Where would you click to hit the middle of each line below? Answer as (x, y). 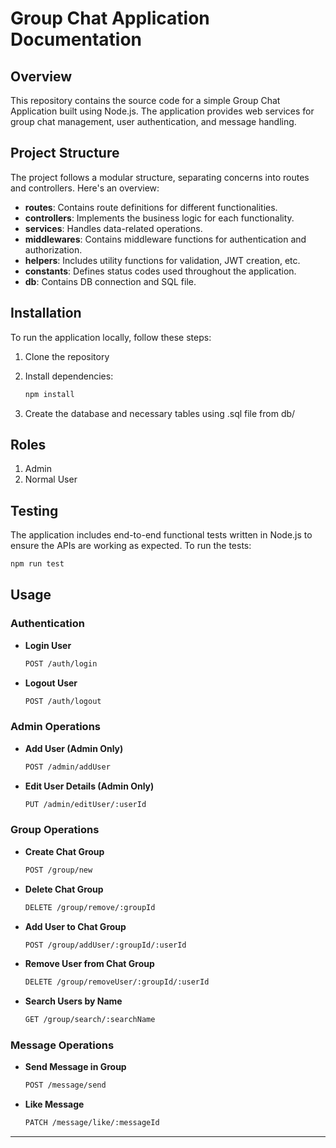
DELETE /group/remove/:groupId (90, 907)
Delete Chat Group (64, 889)
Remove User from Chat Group (89, 964)
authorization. (53, 249)
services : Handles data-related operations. (113, 228)
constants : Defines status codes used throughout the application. (160, 271)
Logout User (51, 683)
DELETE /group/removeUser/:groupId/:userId (117, 982)
